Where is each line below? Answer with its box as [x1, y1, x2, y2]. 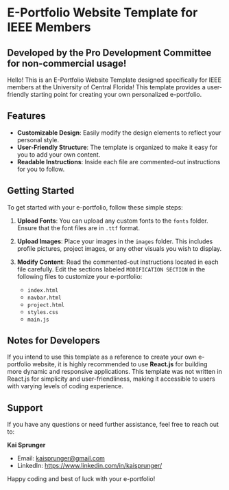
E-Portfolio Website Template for [7, 5, 198, 21]
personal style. [16, 135, 60, 144]
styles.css [27, 309, 59, 315]
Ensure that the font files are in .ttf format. [16, 223, 141, 232]
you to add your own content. [16, 150, 101, 159]
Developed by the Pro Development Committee [7, 47, 212, 58]
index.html [27, 287, 59, 293]
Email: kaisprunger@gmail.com [16, 454, 105, 463]
